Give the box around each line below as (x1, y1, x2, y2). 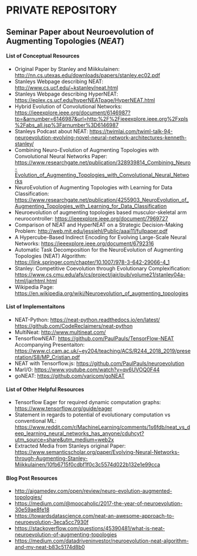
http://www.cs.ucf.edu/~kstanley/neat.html (14, 84, 118, 91)
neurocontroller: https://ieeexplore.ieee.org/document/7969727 (14, 215, 168, 222)
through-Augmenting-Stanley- (14, 455, 88, 462)
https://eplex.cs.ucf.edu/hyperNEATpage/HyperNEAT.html (14, 96, 155, 103)
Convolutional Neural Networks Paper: (14, 152, 107, 160)
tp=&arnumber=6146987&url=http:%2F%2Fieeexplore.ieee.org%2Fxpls (14, 115, 189, 122)
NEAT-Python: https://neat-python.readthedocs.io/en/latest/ (14, 316, 160, 323)
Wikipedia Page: (14, 283, 55, 290)
